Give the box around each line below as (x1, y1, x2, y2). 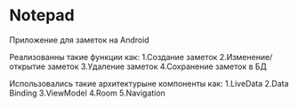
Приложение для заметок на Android (9, 34, 149, 45)
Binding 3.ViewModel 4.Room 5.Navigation (9, 88, 166, 98)
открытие (9, 61, 46, 72)
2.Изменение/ (219, 51, 273, 62)
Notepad (9, 5, 76, 26)
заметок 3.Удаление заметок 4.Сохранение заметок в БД (47, 61, 267, 72)
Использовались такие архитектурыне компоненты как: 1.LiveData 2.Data (9, 78, 289, 88)
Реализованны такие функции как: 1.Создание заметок (9, 51, 218, 62)
